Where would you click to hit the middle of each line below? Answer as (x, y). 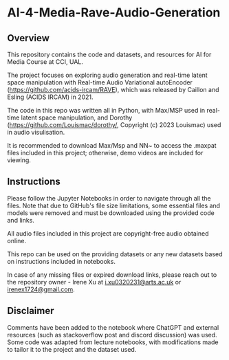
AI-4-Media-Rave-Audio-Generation (114, 13)
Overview (29, 38)
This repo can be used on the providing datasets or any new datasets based (115, 254)
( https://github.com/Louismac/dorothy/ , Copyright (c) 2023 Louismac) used (114, 125)
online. (17, 240)
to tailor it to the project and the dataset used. (72, 349)
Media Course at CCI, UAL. (45, 62)
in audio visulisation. (36, 132)
